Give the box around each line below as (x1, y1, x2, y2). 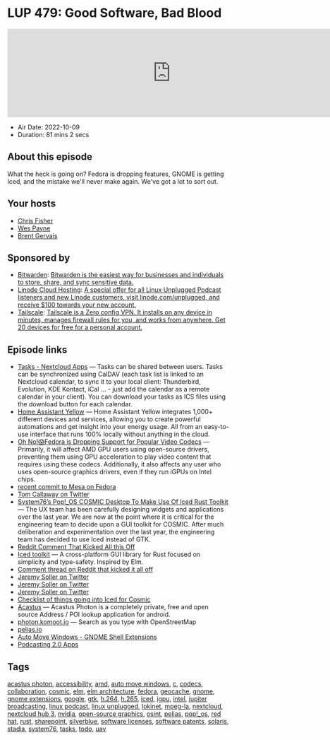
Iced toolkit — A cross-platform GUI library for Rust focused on (17, 550, 201, 559)
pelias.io (17, 626, 42, 634)
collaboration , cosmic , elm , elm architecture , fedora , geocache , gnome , (7, 687, 215, 695)
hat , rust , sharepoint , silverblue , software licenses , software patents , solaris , (7, 717, 229, 725)
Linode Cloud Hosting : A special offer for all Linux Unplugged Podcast (17, 286, 221, 294)
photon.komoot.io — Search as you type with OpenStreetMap (17, 618, 197, 626)
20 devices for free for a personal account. (17, 323, 143, 331)
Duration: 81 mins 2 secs (17, 130, 90, 139)
